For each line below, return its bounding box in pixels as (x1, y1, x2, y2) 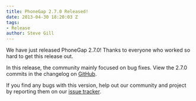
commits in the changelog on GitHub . (6, 70, 97, 78)
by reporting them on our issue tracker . (6, 88, 102, 95)
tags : (6, 19, 20, 25)
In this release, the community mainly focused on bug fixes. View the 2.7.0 (6, 64, 188, 71)
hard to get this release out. (6, 53, 73, 60)
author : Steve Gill (6, 31, 54, 36)
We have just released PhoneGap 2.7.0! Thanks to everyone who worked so (6, 46, 191, 53)
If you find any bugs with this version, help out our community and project (6, 82, 187, 89)
